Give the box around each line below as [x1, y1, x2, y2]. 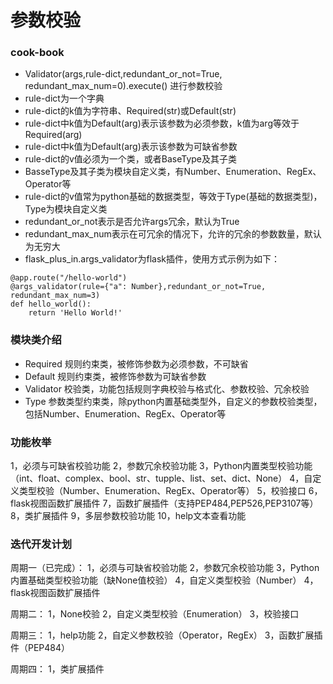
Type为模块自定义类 [24, 203, 108, 215]
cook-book [10, 46, 65, 60]
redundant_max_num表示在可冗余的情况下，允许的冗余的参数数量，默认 [24, 228, 322, 240]
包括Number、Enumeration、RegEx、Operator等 [24, 407, 227, 420]
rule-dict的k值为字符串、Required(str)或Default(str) [24, 105, 237, 117]
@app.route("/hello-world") [10, 273, 128, 283]
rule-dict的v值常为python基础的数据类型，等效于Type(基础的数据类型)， [24, 191, 323, 203]
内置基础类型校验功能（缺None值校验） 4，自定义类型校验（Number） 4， [10, 574, 319, 586]
